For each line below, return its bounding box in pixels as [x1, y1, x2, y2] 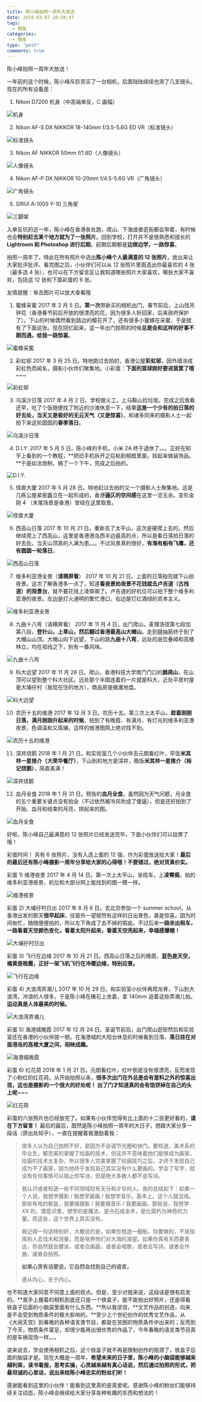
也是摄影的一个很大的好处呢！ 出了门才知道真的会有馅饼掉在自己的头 [22, 1081, 192, 1089]
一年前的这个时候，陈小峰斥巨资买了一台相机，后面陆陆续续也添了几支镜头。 [7, 77, 196, 85]
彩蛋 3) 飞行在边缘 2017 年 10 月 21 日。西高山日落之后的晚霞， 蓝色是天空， [7, 952, 194, 959]
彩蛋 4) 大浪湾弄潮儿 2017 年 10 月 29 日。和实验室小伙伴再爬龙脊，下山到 [7, 985, 189, 993]
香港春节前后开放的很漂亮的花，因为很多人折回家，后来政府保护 [31, 309, 189, 316]
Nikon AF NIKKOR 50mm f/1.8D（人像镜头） [15, 149, 124, 156]
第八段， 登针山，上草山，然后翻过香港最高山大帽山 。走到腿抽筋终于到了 [15, 628, 194, 635]
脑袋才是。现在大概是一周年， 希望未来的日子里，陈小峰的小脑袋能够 [17, 1353, 185, 1361]
